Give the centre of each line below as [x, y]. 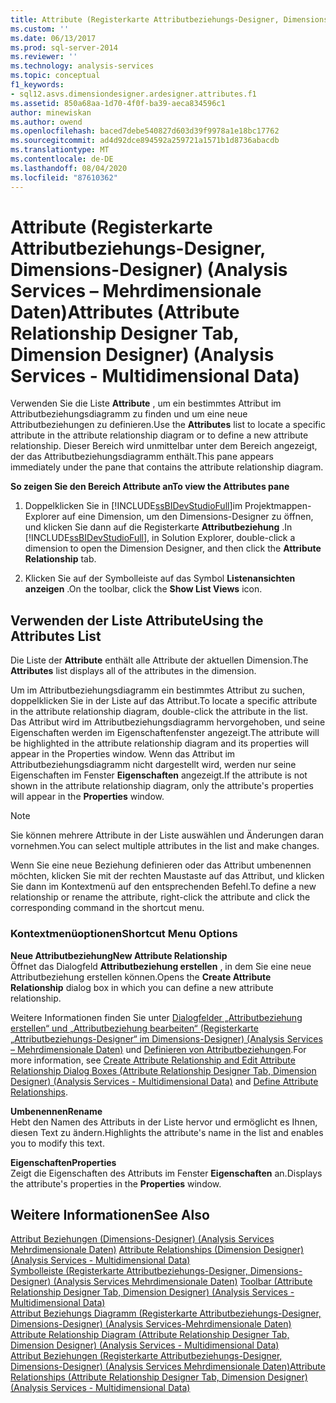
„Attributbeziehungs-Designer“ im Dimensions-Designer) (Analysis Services [166, 1038]
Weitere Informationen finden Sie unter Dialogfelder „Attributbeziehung [156, 1017]
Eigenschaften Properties [63, 1162]
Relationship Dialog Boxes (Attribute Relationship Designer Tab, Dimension [163, 1070]
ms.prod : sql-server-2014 [64, 47]
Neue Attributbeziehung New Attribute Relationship [119, 955]
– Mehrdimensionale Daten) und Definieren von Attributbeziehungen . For [158, 1049]
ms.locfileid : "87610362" [64, 177]
